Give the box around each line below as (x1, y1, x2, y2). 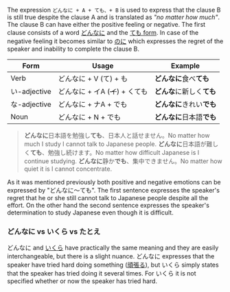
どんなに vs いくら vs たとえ (7, 226, 101, 236)
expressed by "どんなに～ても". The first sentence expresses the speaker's (7, 186, 220, 194)
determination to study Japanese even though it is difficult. (7, 208, 174, 217)
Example (170, 61, 200, 71)
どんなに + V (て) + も (58, 74, 128, 83)
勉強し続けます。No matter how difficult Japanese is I (47, 149, 200, 156)
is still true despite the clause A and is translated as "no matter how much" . (7, 13, 220, 21)
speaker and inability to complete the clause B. (7, 45, 139, 53)
